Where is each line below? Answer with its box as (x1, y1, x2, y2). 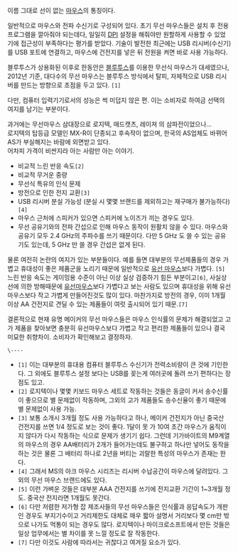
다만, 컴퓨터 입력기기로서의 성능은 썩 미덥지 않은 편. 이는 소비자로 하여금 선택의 (7, 96, 225, 104)
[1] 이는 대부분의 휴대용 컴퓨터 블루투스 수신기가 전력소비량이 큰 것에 (17, 360, 210, 368)
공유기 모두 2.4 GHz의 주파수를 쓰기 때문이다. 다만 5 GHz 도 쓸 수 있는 (17, 232, 213, 240)
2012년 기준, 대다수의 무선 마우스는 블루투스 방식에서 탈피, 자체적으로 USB (7, 72, 215, 80)
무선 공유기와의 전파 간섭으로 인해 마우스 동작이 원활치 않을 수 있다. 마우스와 (17, 222, 229, 231)
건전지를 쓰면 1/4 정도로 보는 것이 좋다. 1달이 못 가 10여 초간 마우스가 (17, 422, 207, 431)
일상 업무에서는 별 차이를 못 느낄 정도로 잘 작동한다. (17, 529, 160, 537)
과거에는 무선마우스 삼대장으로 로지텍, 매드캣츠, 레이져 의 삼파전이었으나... (7, 120, 212, 128)
